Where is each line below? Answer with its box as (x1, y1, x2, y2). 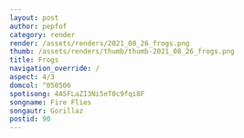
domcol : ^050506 (9, 81, 71, 90)
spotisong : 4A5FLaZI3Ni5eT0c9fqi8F (9, 89, 145, 98)
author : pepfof (9, 22, 68, 31)
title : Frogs (9, 55, 59, 64)
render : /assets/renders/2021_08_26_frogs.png (9, 38, 190, 48)
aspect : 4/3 (9, 73, 55, 82)
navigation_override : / (9, 64, 101, 74)
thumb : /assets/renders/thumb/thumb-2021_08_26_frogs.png (9, 47, 235, 56)
